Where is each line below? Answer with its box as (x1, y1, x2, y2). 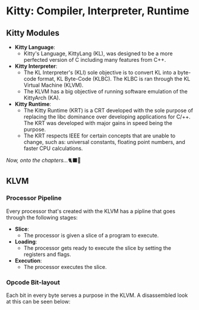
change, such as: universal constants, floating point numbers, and (23, 139, 185, 145)
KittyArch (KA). (23, 94, 61, 101)
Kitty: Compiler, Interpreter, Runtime (6, 4, 189, 18)
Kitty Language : (14, 43, 55, 51)
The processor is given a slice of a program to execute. (23, 231, 159, 239)
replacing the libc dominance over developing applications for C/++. (23, 113, 191, 120)
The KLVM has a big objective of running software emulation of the (23, 88, 188, 95)
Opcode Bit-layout (6, 278, 61, 286)
